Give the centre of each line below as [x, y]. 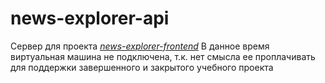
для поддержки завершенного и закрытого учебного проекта [142, 67]
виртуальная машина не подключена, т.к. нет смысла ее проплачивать [163, 56]
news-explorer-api [90, 18]
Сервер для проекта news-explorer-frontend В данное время [140, 46]
